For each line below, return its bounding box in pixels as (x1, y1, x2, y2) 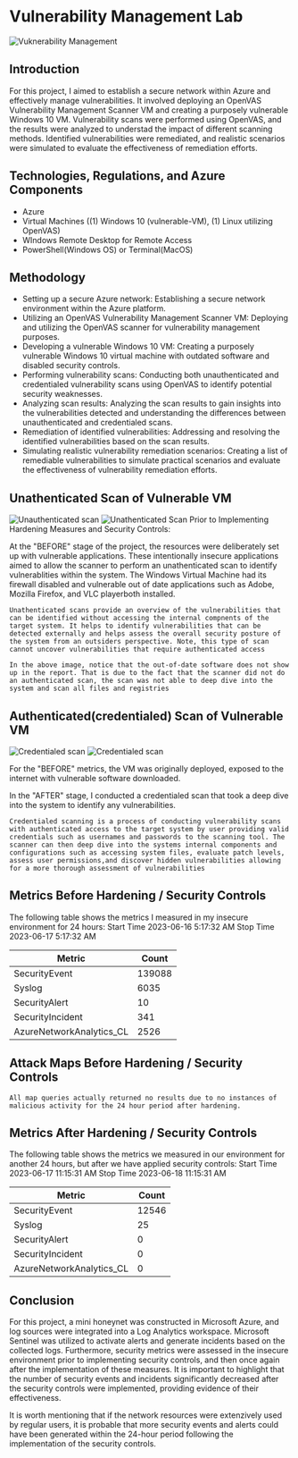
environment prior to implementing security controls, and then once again (9, 1354, 280, 1365)
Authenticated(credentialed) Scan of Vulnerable (9, 708, 284, 723)
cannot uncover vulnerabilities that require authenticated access (9, 645, 266, 654)
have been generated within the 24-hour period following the (9, 1429, 234, 1440)
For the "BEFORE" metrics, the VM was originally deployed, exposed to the (9, 763, 284, 774)
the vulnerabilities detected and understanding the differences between (21, 408, 286, 418)
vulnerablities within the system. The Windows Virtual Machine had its (9, 569, 268, 580)
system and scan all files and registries (9, 684, 170, 694)
